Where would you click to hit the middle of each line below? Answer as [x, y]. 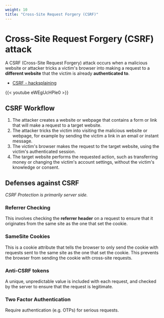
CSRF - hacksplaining [34, 83]
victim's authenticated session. [44, 152]
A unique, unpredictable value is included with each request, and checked [81, 281]
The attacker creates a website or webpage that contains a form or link [85, 120]
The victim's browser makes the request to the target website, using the [86, 146]
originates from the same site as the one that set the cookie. [66, 224]
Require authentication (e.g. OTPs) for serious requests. [62, 310]
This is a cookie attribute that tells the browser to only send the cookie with [82, 247]
